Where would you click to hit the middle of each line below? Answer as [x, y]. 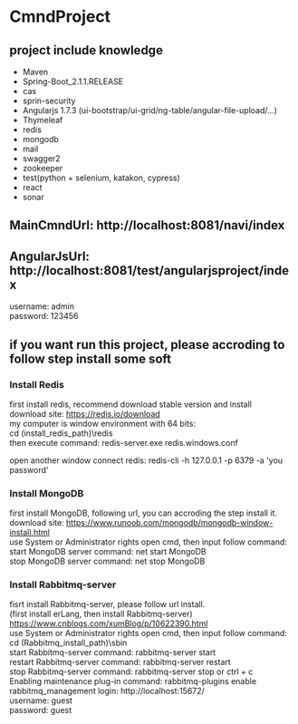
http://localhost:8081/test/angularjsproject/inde [149, 270]
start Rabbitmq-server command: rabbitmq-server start [113, 652]
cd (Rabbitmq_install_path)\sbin [68, 643]
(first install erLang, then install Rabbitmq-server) [101, 614]
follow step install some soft [91, 358]
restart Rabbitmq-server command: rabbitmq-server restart [120, 662]
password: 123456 [44, 316]
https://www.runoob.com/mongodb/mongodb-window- [170, 523]
